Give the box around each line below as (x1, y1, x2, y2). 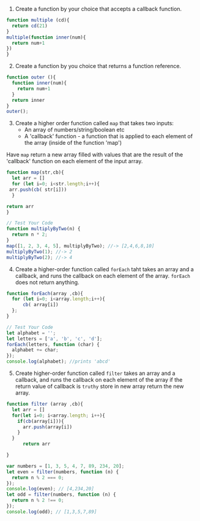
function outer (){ (6, 74, 56, 80)
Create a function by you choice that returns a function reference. (15, 63, 182, 70)
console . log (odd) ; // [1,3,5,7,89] (6, 509, 97, 515)
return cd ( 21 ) (12, 23, 48, 29)
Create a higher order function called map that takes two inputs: (15, 120, 174, 127)
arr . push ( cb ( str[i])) (9, 187, 67, 193)
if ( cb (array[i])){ (17, 418, 64, 424)
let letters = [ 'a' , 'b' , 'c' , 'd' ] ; (6, 336, 103, 342)
